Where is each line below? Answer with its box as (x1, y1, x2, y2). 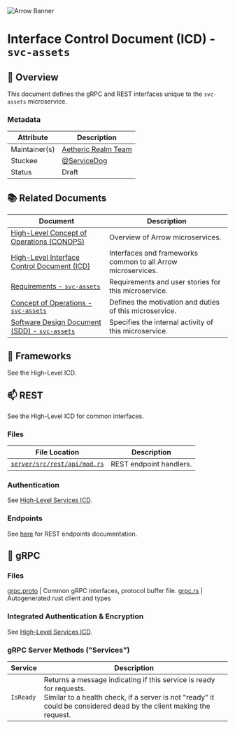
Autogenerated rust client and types (7, 594, 111, 602)
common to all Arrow (109, 257, 178, 267)
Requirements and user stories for (109, 277, 221, 287)
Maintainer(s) (10, 144, 55, 154)
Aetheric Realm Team (62, 144, 132, 154)
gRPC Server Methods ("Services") (7, 645, 130, 655)
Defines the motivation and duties (109, 298, 220, 307)
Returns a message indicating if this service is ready (43, 674, 215, 684)
